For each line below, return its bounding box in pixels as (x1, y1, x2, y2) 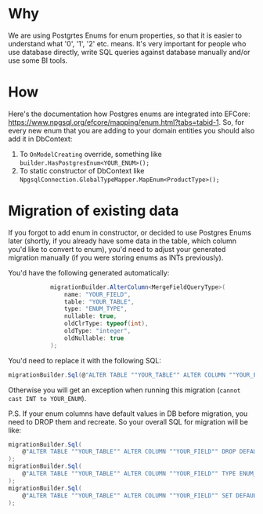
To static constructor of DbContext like (19, 166, 145, 175)
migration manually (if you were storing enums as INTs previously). (8, 253, 224, 262)
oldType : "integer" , (63, 327, 131, 335)
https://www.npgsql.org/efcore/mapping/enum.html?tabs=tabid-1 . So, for (8, 117, 245, 126)
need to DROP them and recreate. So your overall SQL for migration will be (8, 417, 249, 426)
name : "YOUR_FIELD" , (63, 290, 131, 298)
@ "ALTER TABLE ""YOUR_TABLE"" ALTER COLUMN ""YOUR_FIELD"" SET (22, 491, 233, 499)
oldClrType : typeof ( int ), (63, 319, 149, 328)
